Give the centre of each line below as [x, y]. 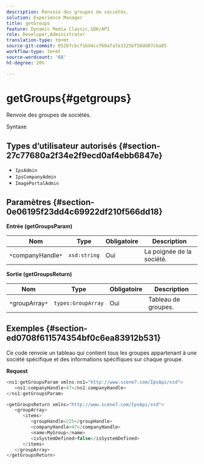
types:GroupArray [79, 303]
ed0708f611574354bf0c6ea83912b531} [83, 338]
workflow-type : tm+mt [34, 52]
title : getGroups [28, 23]
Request [17, 371]
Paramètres [29, 202]
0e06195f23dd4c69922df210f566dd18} [84, 211]
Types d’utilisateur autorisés [62, 146]
